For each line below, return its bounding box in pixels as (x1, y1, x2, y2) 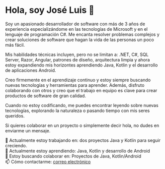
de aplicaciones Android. (5, 67, 56, 73)
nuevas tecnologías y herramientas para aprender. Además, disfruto (5, 82, 145, 88)
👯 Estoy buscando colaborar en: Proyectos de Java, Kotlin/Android (5, 153, 142, 159)
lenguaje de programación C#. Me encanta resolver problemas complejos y (5, 31, 160, 37)
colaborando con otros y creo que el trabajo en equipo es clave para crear (5, 87, 158, 93)
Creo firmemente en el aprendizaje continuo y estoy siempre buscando (5, 77, 151, 83)
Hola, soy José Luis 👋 (5, 4, 94, 16)
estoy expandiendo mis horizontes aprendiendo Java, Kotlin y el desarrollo (5, 62, 158, 68)
